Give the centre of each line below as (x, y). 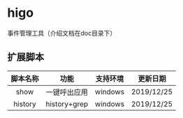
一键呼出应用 (67, 92)
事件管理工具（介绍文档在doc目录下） (62, 33)
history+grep (67, 104)
